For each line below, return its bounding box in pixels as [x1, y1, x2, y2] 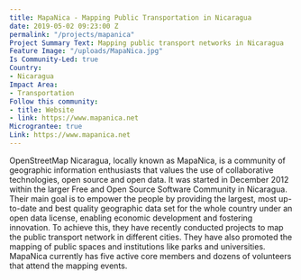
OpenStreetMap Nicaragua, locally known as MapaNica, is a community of [9, 155, 286, 166]
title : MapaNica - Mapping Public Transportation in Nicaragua [9, 13, 252, 23]
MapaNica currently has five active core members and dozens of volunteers [9, 250, 292, 261]
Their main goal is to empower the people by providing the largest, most [9, 193, 277, 203]
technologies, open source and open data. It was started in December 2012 [9, 174, 289, 185]
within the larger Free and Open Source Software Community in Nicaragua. [9, 184, 288, 194]
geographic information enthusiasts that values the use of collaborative [9, 164, 274, 176]
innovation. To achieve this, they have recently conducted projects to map [9, 221, 284, 232]
